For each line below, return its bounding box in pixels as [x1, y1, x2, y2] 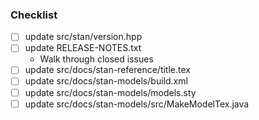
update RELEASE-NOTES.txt [24, 42, 142, 54]
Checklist [10, 8, 58, 22]
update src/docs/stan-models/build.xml [24, 75, 188, 87]
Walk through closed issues [39, 53, 154, 65]
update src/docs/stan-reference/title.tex [24, 64, 191, 76]
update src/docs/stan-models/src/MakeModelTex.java [24, 98, 250, 110]
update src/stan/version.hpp [24, 31, 143, 43]
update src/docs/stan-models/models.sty [24, 86, 197, 98]
